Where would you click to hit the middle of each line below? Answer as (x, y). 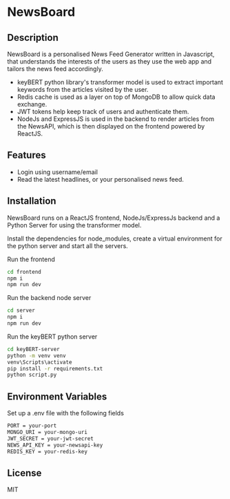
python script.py (32, 375)
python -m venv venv (37, 356)
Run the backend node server (49, 298)
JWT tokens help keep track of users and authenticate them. (103, 112)
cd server (21, 311)
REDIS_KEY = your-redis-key (48, 451)
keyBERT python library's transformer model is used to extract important (120, 82)
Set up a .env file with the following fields (65, 413)
